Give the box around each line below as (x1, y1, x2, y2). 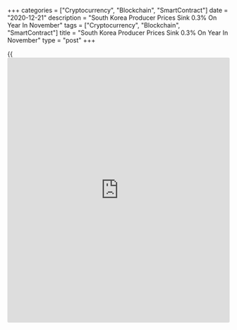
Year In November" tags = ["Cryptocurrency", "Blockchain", (7, 21, 181, 29)
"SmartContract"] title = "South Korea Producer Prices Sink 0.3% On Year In (7, 28, 229, 37)
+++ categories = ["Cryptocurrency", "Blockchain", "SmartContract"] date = (7, 6, 229, 14)
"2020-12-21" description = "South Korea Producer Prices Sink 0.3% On (7, 13, 217, 22)
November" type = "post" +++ (7, 36, 96, 45)
